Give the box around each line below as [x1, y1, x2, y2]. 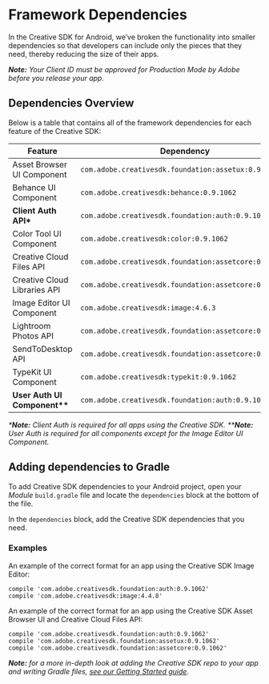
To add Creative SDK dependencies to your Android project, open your [8, 481, 242, 491]
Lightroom [12, 320, 51, 331]
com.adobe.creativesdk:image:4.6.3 [80, 303, 216, 312]
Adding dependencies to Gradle [8, 460, 171, 474]
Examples [8, 543, 48, 554]
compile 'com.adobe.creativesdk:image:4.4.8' [8, 592, 163, 600]
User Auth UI [12, 389, 62, 400]
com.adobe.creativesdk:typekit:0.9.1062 [80, 372, 237, 382]
